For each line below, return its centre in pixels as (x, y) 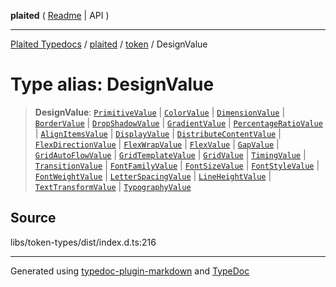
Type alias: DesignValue (112, 84)
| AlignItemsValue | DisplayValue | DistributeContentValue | (158, 133)
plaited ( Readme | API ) (60, 15)
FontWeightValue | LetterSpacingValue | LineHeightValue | (153, 176)
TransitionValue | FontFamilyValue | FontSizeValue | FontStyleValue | (177, 165)
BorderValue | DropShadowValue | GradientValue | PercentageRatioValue (178, 122)
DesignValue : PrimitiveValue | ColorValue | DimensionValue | (160, 112)
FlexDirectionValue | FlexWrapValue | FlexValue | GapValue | (157, 144)
